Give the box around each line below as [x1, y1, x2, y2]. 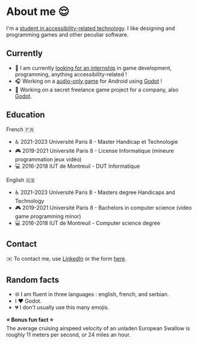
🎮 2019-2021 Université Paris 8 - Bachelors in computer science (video [14, 204, 193, 211]
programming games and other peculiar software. [6, 31, 129, 38]
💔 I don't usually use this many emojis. [14, 304, 109, 311]
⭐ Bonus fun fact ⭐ [6, 316, 54, 324]
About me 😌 [6, 5, 70, 19]
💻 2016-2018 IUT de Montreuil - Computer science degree [14, 219, 160, 227]
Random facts [6, 274, 60, 285]
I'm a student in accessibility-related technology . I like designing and [6, 25, 175, 32]
